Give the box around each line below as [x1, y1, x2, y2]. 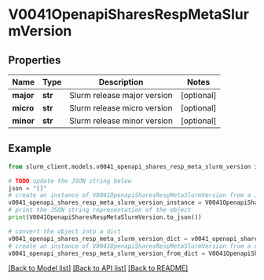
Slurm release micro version [69, 103, 173, 113]
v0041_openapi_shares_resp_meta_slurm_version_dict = [8, 235, 189, 242]
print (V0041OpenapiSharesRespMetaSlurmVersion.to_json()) [8, 213, 202, 221]
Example [8, 142, 52, 155]
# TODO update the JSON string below [8, 176, 132, 185]
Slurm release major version [69, 90, 173, 100]
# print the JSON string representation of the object [8, 206, 192, 214]
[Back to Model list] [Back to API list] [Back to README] [8, 264, 189, 273]
